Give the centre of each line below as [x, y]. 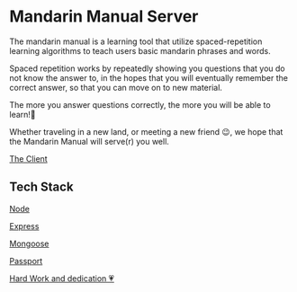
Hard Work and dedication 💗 [62, 278]
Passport [26, 261]
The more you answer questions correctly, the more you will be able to [140, 104]
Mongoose [29, 243]
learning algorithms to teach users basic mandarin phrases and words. [140, 50]
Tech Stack [41, 187]
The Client [28, 158]
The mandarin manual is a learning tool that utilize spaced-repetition [136, 41]
